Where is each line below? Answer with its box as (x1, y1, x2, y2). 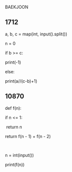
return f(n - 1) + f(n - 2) (5, 133, 51, 139)
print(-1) (5, 59, 21, 65)
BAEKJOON (5, 4, 29, 10)
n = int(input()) (5, 152, 34, 158)
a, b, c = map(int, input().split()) (5, 31, 68, 37)
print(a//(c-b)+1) (5, 78, 38, 84)
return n (6, 124, 22, 130)
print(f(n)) (5, 161, 25, 167)
